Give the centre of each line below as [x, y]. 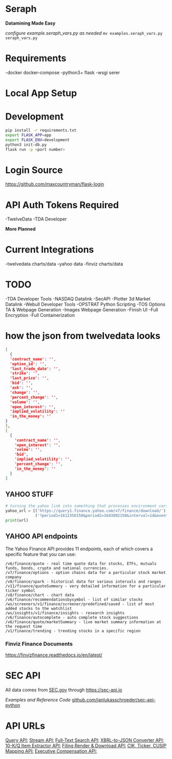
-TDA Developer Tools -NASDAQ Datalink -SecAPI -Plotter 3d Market [78, 299]
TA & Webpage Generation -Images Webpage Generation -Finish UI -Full [82, 310]
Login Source [34, 170]
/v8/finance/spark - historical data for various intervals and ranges [83, 582]
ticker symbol [20, 590]
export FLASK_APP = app [28, 135]
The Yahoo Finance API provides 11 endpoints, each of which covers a [79, 549]
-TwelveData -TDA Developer [36, 219]
